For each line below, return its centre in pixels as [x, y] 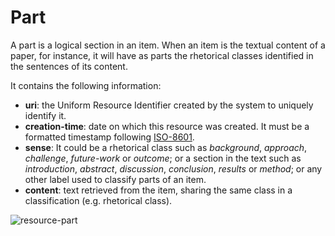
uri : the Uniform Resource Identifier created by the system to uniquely [169, 105]
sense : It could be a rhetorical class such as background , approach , [166, 147]
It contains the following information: [86, 85]
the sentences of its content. [69, 66]
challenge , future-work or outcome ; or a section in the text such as [163, 158]
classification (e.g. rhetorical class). [98, 200]
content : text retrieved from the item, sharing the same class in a [158, 190]
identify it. [45, 115]
